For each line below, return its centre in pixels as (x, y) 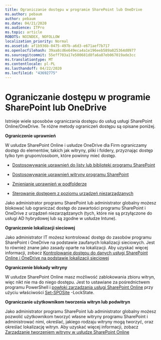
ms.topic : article (24, 32)
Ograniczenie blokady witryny (36, 267)
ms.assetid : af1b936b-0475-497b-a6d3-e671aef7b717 (57, 46)
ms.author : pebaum (24, 14)
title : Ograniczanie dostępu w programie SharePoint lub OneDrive (74, 10)
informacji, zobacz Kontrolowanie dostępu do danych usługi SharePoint (77, 253)
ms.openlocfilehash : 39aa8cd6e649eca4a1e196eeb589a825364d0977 (71, 50)
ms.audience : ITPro (25, 28)
